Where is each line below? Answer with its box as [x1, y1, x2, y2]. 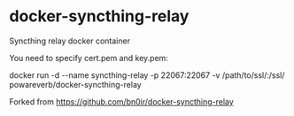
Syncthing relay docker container [9, 35, 131, 46]
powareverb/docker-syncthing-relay [9, 79, 142, 89]
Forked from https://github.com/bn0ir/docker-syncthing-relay [9, 96, 235, 107]
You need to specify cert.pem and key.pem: [9, 52, 168, 63]
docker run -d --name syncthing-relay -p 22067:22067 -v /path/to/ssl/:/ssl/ [9, 69, 285, 81]
